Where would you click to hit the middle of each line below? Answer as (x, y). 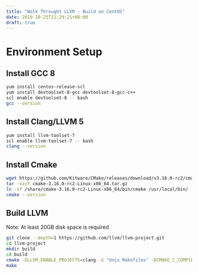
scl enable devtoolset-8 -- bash (47, 98)
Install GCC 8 (31, 73)
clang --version (26, 146)
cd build (17, 255)
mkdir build (21, 249)
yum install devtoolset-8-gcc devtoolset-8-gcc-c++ (71, 93)
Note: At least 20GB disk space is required (57, 227)
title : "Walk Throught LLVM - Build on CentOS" (66, 11)
